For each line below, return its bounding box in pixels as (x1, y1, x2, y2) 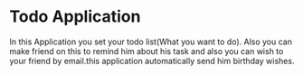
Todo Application (9, 6, 141, 27)
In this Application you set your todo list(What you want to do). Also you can (9, 36, 292, 47)
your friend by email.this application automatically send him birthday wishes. (9, 55, 295, 66)
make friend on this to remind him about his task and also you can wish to (9, 45, 284, 56)
